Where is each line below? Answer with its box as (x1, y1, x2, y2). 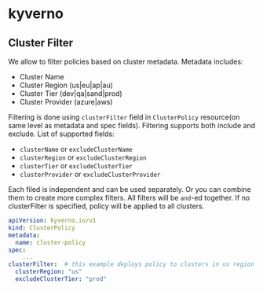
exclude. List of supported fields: (8, 129, 115, 138)
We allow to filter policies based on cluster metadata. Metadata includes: (8, 57, 243, 66)
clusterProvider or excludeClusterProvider (19, 170, 161, 179)
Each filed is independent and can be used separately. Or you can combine (8, 185, 251, 193)
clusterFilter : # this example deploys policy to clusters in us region (8, 260, 255, 268)
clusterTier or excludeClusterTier (19, 161, 133, 170)
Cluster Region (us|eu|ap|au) (19, 80, 114, 90)
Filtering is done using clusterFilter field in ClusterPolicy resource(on (8, 112, 240, 122)
